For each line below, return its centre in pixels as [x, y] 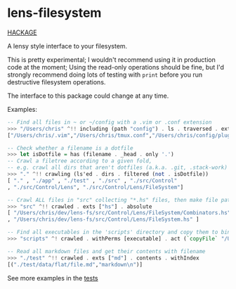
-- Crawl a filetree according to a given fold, [80, 161]
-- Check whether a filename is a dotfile [70, 148]
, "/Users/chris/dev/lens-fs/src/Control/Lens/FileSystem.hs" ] [103, 219]
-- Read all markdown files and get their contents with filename [106, 251]
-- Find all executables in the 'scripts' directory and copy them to [113, 232]
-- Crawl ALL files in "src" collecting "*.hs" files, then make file [113, 200]
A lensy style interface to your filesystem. [67, 46]
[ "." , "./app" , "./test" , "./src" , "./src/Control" [92, 181]
